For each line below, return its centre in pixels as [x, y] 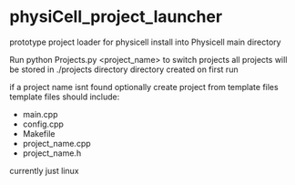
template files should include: [65, 97]
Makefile [39, 133]
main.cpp [40, 114]
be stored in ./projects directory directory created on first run [124, 69]
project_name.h [52, 153]
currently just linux [44, 170]
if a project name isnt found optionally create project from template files [144, 87]
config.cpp [43, 124]
